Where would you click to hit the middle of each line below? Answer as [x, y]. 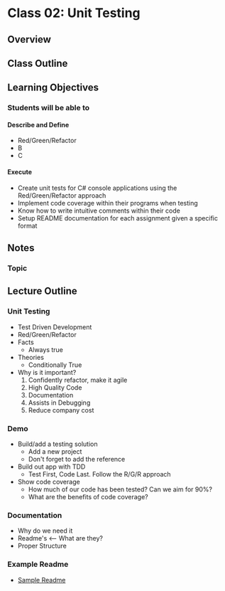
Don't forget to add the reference [77, 459]
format [27, 225]
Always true [46, 349]
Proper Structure [42, 546]
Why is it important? [47, 372]
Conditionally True [55, 365]
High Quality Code [55, 387]
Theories [31, 357]
